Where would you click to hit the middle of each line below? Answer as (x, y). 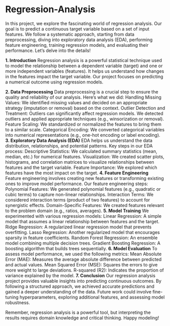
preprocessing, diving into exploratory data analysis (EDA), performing (79, 40)
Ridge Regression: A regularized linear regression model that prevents (78, 227)
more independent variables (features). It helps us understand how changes (85, 71)
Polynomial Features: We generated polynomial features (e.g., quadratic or (83, 189)
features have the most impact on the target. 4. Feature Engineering (77, 173)
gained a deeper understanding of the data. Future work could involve (78, 291)
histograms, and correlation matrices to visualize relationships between (80, 162)
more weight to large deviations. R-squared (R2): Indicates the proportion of (84, 270)
